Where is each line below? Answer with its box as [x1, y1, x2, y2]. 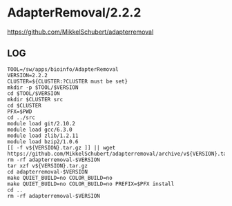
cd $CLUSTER [7, 102, 41, 109]
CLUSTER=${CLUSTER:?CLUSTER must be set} [7, 78, 128, 85]
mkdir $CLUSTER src [7, 96, 64, 103]
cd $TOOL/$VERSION [7, 90, 60, 97]
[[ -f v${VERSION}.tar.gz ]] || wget [7, 144, 116, 151]
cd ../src [7, 114, 36, 121]
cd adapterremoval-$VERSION [7, 168, 88, 175]
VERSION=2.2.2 [7, 72, 48, 79]
